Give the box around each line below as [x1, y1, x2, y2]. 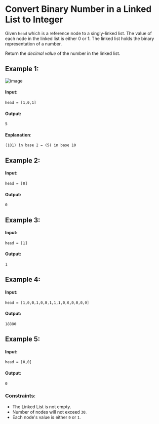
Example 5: [5, 335, 40, 343]
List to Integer [5, 14, 63, 25]
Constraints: [5, 392, 36, 399]
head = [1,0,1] [5, 100, 37, 105]
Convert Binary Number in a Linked [5, 3, 152, 15]
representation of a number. [5, 41, 62, 46]
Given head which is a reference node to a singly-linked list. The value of [5, 30, 152, 36]
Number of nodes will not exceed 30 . [12, 409, 87, 415]
